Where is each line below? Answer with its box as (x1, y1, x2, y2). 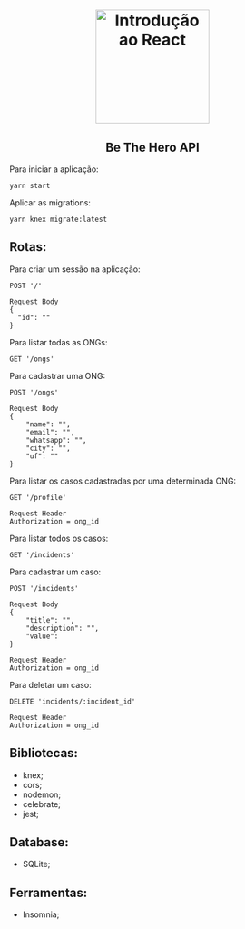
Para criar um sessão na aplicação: (9, 264, 141, 275)
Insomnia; (22, 909, 60, 920)
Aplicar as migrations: (9, 197, 91, 208)
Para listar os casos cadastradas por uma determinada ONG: (9, 475, 237, 486)
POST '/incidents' (9, 584, 79, 593)
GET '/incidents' (9, 550, 75, 559)
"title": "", (25, 615, 75, 624)
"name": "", (25, 419, 71, 429)
